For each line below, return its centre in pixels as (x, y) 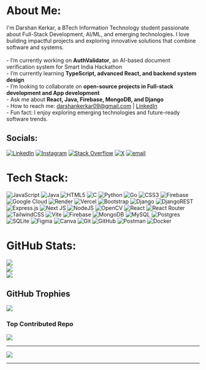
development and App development (53, 93)
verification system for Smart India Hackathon (64, 67)
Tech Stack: (37, 178)
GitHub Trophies (38, 294)
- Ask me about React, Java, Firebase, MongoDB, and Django (85, 99)
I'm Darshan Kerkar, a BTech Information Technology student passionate (98, 28)
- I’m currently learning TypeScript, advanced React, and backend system (101, 73)
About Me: (34, 11)
